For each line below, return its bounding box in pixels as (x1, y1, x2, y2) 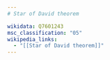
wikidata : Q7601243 (7, 22, 64, 30)
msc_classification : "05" (7, 29, 82, 36)
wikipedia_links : (7, 36, 58, 43)
